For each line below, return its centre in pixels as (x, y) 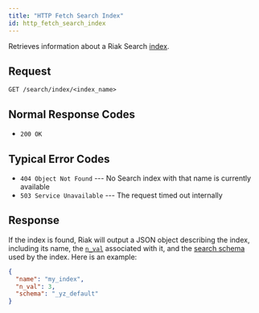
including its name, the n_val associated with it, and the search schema (127, 248)
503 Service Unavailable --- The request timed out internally (121, 195)
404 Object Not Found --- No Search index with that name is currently (136, 178)
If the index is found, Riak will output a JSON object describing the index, (129, 240)
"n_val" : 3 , (36, 287)
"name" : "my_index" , (50, 279)
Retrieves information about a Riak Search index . (89, 46)
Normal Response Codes (72, 114)
